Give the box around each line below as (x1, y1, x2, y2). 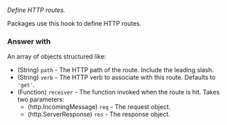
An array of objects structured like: (7, 52, 107, 61)
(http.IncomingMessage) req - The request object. (27, 103, 171, 111)
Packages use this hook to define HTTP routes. (7, 19, 142, 27)
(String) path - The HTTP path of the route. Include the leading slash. (17, 66, 215, 74)
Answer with (7, 36, 51, 46)
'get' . (17, 81, 35, 89)
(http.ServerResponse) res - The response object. (27, 110, 171, 119)
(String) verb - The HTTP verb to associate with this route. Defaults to (17, 73, 216, 82)
